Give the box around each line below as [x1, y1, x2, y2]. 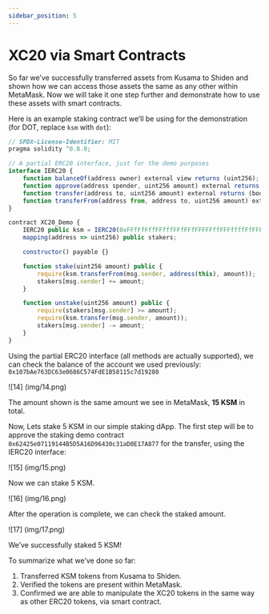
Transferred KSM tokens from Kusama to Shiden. [19, 571, 182, 580]
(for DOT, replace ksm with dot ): [8, 122, 112, 132]
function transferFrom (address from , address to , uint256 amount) [22, 197, 249, 205]
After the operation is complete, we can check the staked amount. [8, 509, 227, 519]
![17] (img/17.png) [8, 524, 66, 534]
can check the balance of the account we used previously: [8, 359, 202, 369]
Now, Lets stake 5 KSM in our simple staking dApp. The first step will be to [8, 421, 254, 431]
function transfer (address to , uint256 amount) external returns [22, 189, 246, 197]
